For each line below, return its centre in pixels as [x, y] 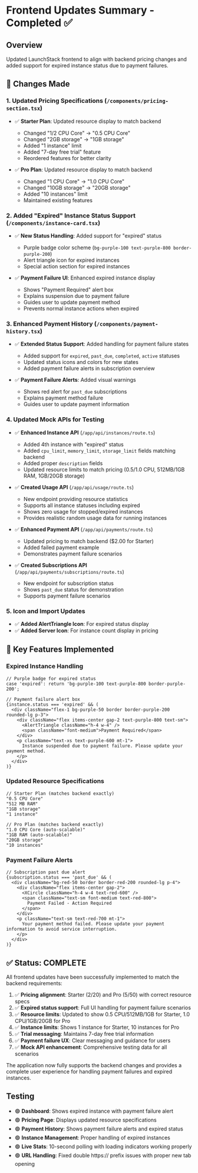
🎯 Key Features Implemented [60, 650]
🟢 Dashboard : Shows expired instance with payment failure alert [94, 1111]
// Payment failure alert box [43, 699]
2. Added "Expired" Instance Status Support [71, 215]
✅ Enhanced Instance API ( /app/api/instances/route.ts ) [85, 433]
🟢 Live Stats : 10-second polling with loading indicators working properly [103, 1146]
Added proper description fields [63, 463]
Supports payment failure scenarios [67, 596]
